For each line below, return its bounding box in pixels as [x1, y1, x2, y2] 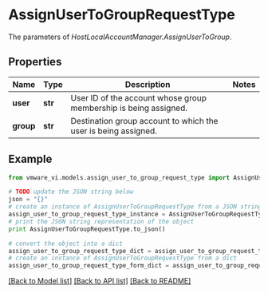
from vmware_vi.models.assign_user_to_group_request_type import [8, 173, 230, 181]
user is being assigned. [70, 125, 158, 137]
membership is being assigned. [70, 102, 188, 113]
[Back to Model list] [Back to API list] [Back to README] [8, 276, 191, 286]
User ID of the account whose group [70, 92, 207, 103]
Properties [8, 55, 62, 69]
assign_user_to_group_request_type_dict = [8, 247, 152, 255]
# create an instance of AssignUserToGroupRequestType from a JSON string [8, 203, 262, 211]
